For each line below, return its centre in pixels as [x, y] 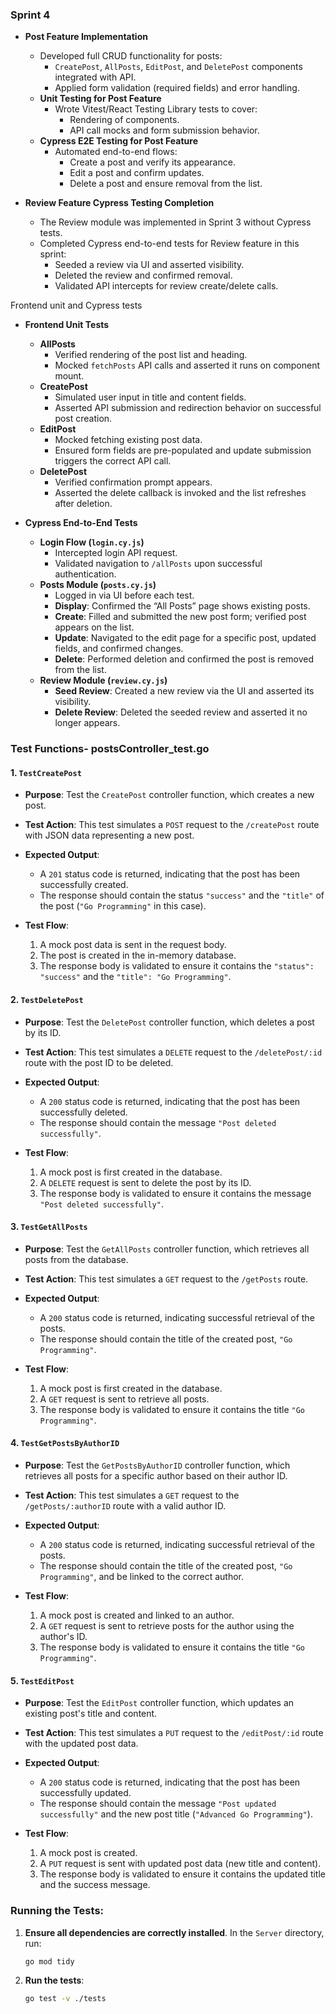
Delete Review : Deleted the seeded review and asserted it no [181, 712]
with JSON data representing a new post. [109, 835]
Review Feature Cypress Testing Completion [119, 203]
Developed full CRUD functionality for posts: [131, 56]
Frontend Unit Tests [67, 325]
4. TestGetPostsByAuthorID [65, 1443]
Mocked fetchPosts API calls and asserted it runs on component [187, 365]
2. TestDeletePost [47, 1000]
